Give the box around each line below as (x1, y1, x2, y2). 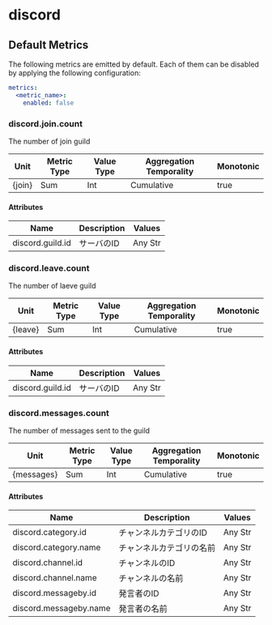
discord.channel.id (12, 557, 83, 568)
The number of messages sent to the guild (8, 426, 151, 435)
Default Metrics (8, 38, 89, 52)
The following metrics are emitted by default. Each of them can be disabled (8, 59, 259, 69)
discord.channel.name (12, 572, 97, 584)
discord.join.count (8, 118, 83, 129)
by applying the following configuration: (8, 68, 142, 78)
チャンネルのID (118, 558, 176, 569)
